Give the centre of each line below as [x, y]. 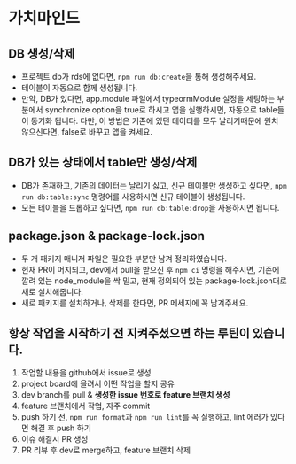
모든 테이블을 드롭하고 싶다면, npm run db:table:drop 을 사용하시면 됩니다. [150, 207]
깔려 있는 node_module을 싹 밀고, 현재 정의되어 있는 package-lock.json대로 [154, 281]
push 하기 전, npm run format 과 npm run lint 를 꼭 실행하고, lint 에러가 [145, 417]
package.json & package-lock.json [107, 236]
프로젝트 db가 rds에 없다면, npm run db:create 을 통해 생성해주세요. [139, 77]
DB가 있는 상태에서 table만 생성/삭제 [103, 162]
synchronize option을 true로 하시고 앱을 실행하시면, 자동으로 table [161, 110]
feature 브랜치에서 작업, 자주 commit [86, 406]
